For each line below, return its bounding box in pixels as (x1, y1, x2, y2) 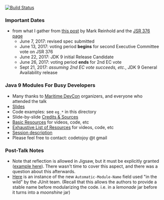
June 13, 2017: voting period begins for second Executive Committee (19, 44, 160, 50)
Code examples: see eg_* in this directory (12, 108, 97, 115)
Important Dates (5, 17, 45, 24)
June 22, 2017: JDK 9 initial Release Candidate (19, 54, 114, 60)
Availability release (19, 70, 58, 75)
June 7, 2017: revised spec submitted (19, 38, 95, 44)
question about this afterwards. (12, 168, 76, 174)
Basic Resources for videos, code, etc (12, 119, 89, 125)
